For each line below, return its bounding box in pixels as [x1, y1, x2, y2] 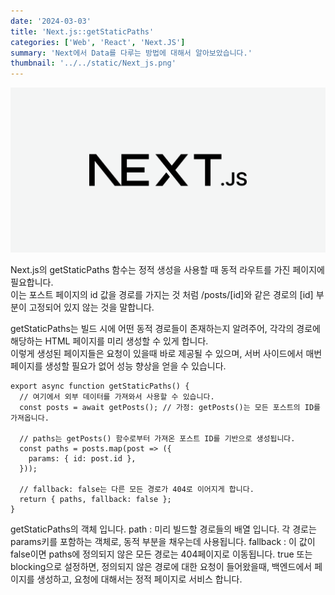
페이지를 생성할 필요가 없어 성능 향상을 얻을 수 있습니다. [10, 360, 227, 372]
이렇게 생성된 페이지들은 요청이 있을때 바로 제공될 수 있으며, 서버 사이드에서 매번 [10, 347, 323, 359]
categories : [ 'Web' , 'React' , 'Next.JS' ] [10, 37, 186, 47]
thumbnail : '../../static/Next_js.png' [10, 58, 177, 69]
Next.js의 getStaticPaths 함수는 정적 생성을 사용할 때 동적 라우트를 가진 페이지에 [10, 263, 325, 275]
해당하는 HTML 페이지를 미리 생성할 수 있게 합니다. [10, 335, 209, 347]
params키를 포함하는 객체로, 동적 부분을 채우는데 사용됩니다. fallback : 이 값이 [10, 535, 316, 547]
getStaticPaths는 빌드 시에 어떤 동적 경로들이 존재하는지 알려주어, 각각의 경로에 [10, 322, 321, 334]
